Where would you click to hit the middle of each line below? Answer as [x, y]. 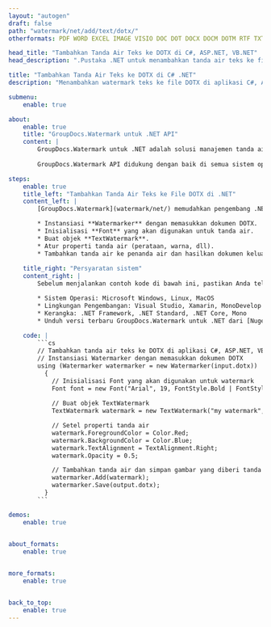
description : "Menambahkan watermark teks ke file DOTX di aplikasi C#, [133, 82]
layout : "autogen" [39, 16]
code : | [35, 336]
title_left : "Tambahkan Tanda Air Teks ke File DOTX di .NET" [129, 194]
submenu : [23, 97]
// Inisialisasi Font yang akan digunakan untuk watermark [152, 381]
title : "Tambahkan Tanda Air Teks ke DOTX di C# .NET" [102, 75]
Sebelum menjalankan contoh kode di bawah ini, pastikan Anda [144, 284]
